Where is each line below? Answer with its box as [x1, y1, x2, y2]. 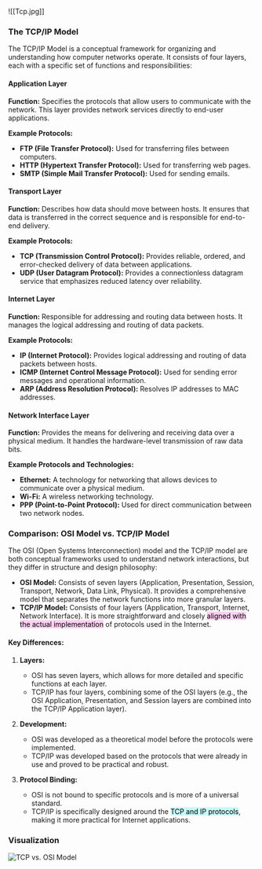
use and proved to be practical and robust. [31, 759, 169, 769]
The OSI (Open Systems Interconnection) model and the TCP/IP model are [8, 546, 249, 555]
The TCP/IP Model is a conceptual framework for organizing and [8, 44, 217, 53]
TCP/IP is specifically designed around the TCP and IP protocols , [31, 806, 241, 816]
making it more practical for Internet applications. [31, 815, 191, 824]
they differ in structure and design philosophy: [8, 562, 158, 573]
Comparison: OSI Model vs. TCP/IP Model [8, 528, 170, 539]
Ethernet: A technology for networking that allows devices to [19, 475, 217, 484]
